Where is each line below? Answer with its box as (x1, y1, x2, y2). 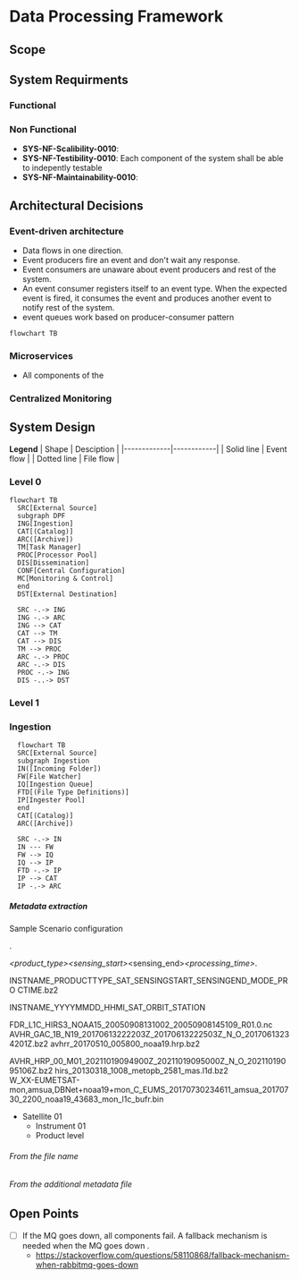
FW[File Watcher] (17, 772, 82, 781)
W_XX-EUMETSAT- (9, 1075, 80, 1086)
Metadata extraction (9, 901, 88, 912)
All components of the (21, 370, 104, 381)
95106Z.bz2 (9, 1065, 54, 1076)
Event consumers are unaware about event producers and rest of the (21, 264, 277, 275)
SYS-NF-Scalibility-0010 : (21, 143, 120, 154)
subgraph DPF (17, 512, 66, 521)
